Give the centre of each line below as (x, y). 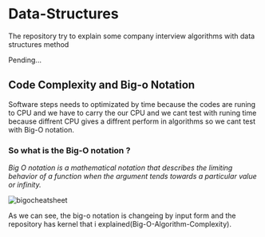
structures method (39, 44)
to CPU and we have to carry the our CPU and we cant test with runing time (132, 113)
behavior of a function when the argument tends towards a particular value (132, 176)
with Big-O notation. (41, 129)
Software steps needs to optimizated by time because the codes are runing (132, 104)
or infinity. (25, 185)
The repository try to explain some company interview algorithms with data (132, 36)
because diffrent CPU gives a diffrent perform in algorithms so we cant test (132, 121)
